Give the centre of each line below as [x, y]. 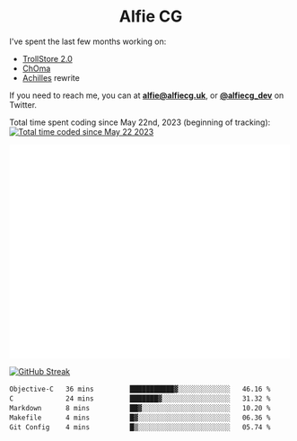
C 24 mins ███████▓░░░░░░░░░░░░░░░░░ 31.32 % [140, 399]
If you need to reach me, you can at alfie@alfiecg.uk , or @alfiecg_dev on [147, 95]
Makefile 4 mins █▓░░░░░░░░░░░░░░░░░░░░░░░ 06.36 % [140, 418]
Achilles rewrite [51, 77]
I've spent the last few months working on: [88, 41]
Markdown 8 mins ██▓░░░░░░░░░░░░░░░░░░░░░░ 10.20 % [140, 408]
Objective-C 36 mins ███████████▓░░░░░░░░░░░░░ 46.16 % [140, 389]
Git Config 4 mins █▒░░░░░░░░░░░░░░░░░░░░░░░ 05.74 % [140, 427]
